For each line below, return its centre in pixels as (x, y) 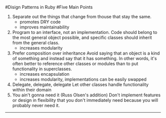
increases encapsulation (44, 74)
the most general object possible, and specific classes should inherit (82, 37)
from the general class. (36, 43)
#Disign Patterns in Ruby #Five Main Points (49, 7)
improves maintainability (44, 27)
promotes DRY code (40, 22)
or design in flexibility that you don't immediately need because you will (85, 100)
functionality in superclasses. (42, 69)
